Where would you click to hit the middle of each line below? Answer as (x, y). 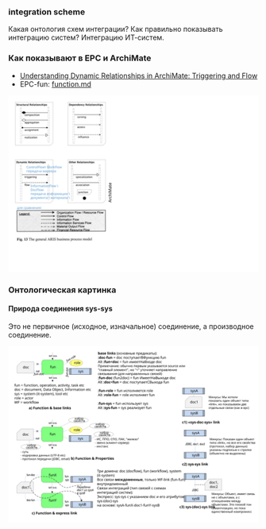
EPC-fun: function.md (55, 84)
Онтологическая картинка (62, 290)
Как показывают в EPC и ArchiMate (80, 58)
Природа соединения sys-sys (60, 309)
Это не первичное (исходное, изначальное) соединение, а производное (131, 326)
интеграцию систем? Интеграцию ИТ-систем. (86, 37)
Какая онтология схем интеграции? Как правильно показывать (116, 29)
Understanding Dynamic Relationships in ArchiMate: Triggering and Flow (139, 75)
